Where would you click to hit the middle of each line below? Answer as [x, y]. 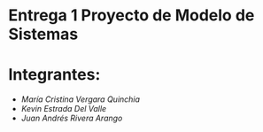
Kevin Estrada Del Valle [64, 109]
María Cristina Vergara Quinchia [81, 99]
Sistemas [43, 34]
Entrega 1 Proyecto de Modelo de [131, 16]
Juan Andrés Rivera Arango [72, 118]
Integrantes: [54, 75]
